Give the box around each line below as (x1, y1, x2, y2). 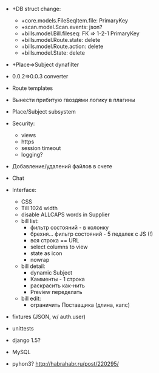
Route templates (12, 84, 53, 92)
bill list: (21, 217, 39, 224)
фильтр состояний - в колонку (30, 224, 109, 231)
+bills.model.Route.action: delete (21, 43, 104, 50)
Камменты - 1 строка (30, 276, 85, 282)
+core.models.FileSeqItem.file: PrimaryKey (21, 17, 129, 24)
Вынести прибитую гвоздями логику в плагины (12, 97, 135, 103)
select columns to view (30, 243, 88, 250)
